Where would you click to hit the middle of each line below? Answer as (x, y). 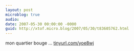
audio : (12, 19)
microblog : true (23, 15)
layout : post (19, 10)
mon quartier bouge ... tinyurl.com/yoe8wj (50, 43)
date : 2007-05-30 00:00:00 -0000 (41, 24)
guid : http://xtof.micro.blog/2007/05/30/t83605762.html (67, 29)
